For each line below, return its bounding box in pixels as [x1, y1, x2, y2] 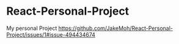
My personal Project [6, 24, 57, 32]
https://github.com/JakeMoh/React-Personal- [58, 24, 173, 32]
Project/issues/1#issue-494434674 [6, 31, 96, 38]
